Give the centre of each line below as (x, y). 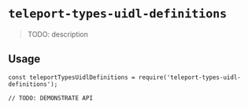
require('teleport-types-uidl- (190, 77)
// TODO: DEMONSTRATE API (50, 98)
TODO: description (58, 34)
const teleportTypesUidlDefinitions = (72, 77)
